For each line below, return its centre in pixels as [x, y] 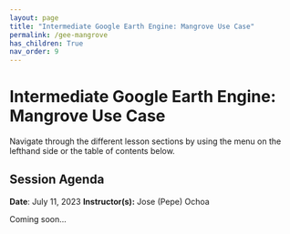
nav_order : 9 [34, 52]
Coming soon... [38, 219]
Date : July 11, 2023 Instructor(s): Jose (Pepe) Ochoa [109, 201]
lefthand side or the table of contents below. [92, 151]
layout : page [34, 18]
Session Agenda [57, 180]
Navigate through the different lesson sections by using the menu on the [145, 141]
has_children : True [47, 43]
